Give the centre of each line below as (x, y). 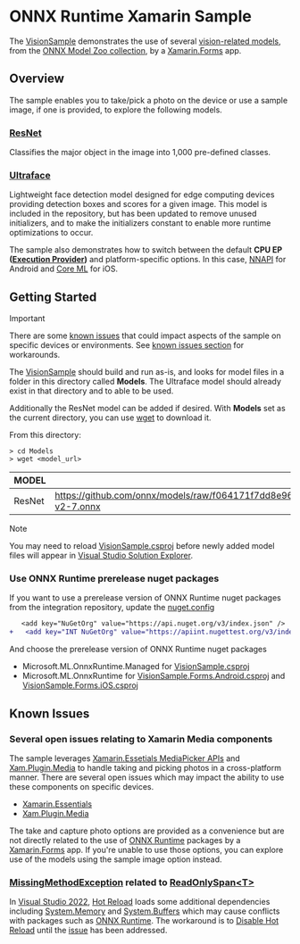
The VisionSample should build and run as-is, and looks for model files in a (147, 372)
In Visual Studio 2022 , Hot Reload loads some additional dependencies (140, 902)
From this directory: (46, 435)
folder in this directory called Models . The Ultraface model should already (145, 382)
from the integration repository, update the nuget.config (112, 608)
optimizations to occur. (51, 233)
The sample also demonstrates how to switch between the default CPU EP (146, 250)
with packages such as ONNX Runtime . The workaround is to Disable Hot (144, 921)
